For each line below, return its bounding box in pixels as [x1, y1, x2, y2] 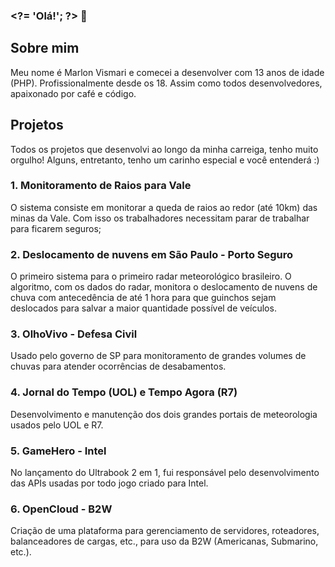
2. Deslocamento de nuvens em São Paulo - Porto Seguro [10, 247, 294, 261]
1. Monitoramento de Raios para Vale [10, 179, 192, 193]
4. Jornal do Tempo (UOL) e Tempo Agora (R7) [10, 385, 238, 399]
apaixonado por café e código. [10, 87, 137, 99]
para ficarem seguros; [10, 222, 102, 234]
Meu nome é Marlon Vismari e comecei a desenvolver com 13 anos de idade [10, 66, 325, 78]
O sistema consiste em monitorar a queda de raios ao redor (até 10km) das [10, 201, 318, 213]
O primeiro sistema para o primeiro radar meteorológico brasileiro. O [10, 270, 292, 283]
